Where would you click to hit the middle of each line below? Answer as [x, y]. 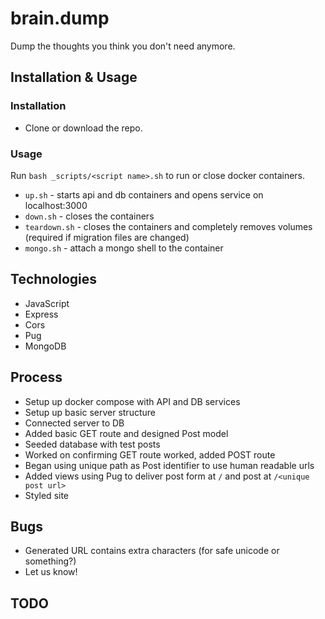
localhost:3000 [56, 205]
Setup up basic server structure [90, 412]
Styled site [47, 495]
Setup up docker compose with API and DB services [132, 401]
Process [36, 377]
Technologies [54, 279]
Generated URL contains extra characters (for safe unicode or [152, 551]
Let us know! [51, 572]
